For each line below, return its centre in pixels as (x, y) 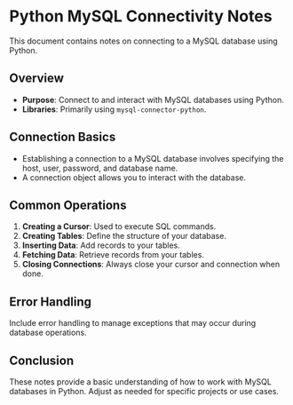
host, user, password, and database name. (100, 168)
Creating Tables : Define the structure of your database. (124, 236)
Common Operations (68, 205)
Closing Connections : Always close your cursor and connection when (151, 265)
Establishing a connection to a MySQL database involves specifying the (153, 158)
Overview (37, 79)
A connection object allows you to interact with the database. (134, 177)
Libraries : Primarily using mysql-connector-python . (114, 109)
